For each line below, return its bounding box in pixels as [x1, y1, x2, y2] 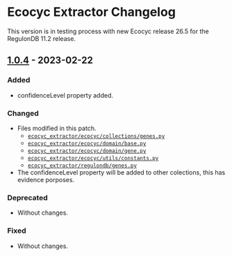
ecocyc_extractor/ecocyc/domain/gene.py [27, 147, 147, 154]
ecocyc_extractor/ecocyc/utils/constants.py [27, 154, 159, 161]
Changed [7, 108, 40, 118]
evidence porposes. [17, 175, 75, 184]
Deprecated [7, 193, 49, 202]
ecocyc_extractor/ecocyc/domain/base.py [27, 140, 147, 147]
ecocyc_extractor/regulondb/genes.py [27, 162, 138, 169]
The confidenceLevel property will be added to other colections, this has [17, 168, 226, 177]
